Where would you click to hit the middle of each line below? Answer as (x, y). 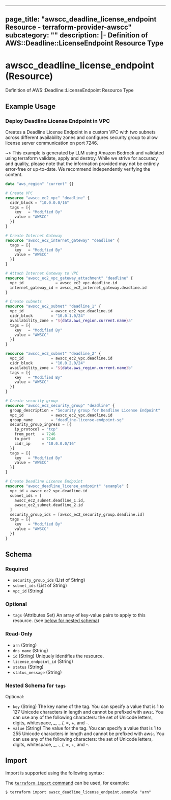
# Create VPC (19, 193)
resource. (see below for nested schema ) (56, 621)
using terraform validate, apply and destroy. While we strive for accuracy (82, 158)
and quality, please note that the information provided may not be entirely (82, 164)
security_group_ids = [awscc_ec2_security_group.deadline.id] (77, 515)
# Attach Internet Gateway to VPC (42, 273)
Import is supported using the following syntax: (55, 773)
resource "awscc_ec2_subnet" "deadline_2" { (53, 354)
